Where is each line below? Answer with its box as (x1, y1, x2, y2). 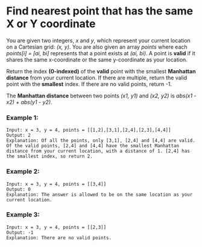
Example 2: (6, 167, 40, 175)
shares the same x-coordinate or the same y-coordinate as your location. (6, 56, 188, 63)
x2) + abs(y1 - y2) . (6, 98, 52, 106)
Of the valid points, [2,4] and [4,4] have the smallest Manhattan (6, 143, 180, 149)
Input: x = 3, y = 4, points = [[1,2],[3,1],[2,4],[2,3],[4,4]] (6, 127, 171, 133)
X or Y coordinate (6, 17, 96, 31)
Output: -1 (6, 230, 34, 236)
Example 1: (6, 113, 39, 121)
